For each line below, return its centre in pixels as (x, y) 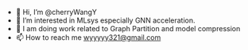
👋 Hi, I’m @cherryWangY (56, 12)
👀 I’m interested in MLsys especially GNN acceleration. (106, 20)
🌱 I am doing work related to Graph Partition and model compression (128, 29)
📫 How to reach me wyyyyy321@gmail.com (88, 37)
